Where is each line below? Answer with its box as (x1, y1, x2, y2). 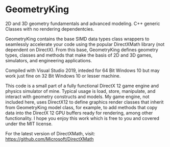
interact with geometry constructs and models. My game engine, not (5, 93, 150, 100)
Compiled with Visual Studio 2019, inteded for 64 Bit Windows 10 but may (5, 67, 160, 73)
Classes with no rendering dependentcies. (5, 26, 94, 32)
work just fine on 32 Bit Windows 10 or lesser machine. (5, 72, 121, 79)
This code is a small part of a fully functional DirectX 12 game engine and (5, 83, 159, 89)
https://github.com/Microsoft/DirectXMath (5, 136, 94, 142)
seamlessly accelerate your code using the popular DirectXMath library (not (5, 41, 165, 47)
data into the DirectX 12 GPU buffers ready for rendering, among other (5, 110, 153, 116)
